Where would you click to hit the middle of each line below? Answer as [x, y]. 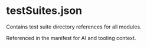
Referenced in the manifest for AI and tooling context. [71, 38]
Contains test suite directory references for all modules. [74, 27]
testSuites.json [44, 11]
